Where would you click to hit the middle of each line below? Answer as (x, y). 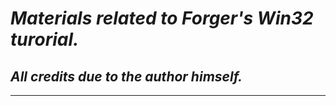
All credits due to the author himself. (126, 76)
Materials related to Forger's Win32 (162, 18)
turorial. (45, 39)
